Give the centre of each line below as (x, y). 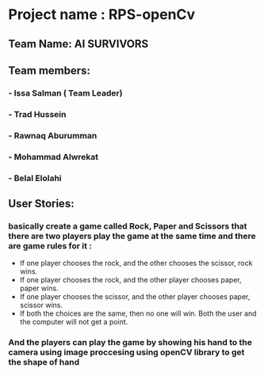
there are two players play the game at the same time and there (132, 236)
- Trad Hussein (37, 114)
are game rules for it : (50, 245)
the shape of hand (44, 362)
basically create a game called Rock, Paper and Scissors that (128, 225)
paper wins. (39, 288)
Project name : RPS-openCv (102, 15)
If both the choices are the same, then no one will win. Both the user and (138, 313)
